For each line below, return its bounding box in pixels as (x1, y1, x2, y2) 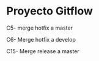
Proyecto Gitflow (6, 4, 94, 18)
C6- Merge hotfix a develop (6, 36, 76, 43)
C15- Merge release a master (6, 47, 79, 55)
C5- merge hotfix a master (6, 24, 73, 31)
